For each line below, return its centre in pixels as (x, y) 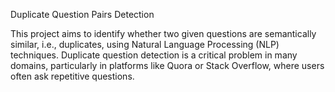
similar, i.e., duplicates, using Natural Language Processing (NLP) (145, 44)
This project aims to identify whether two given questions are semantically (163, 33)
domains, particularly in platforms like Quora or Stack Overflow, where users (167, 65)
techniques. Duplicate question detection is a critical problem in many (154, 55)
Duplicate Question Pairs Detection (82, 14)
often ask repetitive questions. (72, 76)
